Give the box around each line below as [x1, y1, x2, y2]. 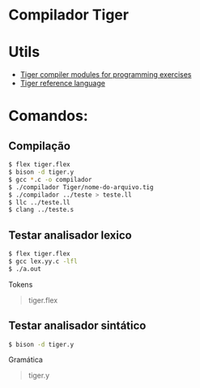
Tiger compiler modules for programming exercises [19, 70, 192, 80]
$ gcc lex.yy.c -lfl [8, 257, 79, 265]
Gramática [8, 355, 43, 364]
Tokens [8, 279, 33, 289]
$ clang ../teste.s [8, 205, 74, 214]
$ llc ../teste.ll [8, 198, 70, 206]
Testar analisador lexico [8, 228, 132, 242]
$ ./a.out [8, 265, 42, 273]
